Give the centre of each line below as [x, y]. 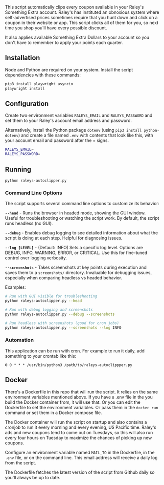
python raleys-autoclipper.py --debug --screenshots [60, 314]
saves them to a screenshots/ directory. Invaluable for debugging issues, [78, 273]
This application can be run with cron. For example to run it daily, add [75, 351]
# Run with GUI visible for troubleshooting [51, 296]
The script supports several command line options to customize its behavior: [82, 204]
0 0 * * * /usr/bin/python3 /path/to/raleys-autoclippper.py [69, 365]
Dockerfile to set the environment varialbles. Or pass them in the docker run [82, 407]
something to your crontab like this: [41, 356]
